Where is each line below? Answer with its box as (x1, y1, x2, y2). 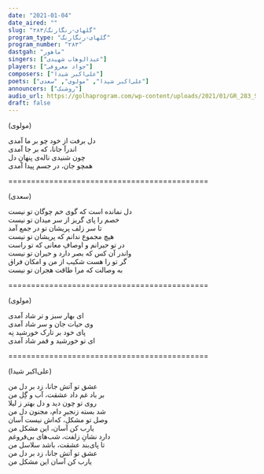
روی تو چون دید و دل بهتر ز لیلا (8, 399, 97, 408)
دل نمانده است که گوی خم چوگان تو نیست (8, 207, 132, 216)
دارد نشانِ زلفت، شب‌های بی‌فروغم (8, 432, 111, 441)
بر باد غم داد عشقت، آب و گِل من (8, 390, 104, 399)
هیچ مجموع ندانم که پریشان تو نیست (8, 232, 115, 241)
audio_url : (8, 92, 44, 100)
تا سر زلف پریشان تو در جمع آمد (8, 223, 102, 233)
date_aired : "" (8, 19, 58, 27)
